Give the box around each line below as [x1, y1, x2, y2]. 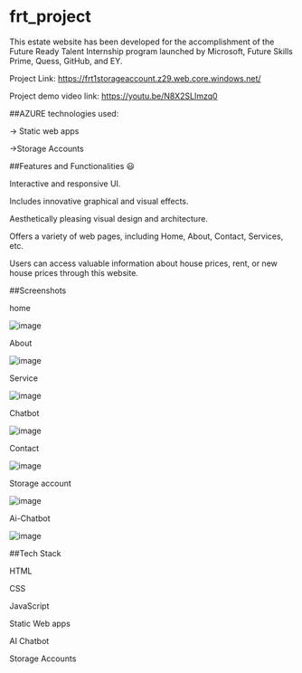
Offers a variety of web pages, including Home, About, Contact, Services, [9, 231, 284, 242]
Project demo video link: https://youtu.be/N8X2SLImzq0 [9, 90, 219, 101]
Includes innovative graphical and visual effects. [9, 195, 189, 206]
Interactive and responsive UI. [9, 178, 121, 189]
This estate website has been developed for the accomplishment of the [9, 36, 275, 47]
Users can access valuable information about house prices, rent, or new [9, 258, 278, 269]
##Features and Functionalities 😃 [9, 160, 136, 171]
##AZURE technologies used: [9, 108, 119, 118]
